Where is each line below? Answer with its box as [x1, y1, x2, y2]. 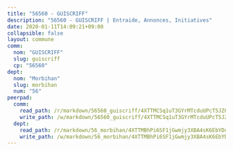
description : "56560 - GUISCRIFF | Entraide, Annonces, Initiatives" [7, 17, 213, 24]
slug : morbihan [13, 81, 58, 88]
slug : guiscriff [13, 56, 60, 63]
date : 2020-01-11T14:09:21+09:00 [7, 23, 104, 30]
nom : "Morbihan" [13, 74, 60, 82]
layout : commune [7, 36, 54, 43]
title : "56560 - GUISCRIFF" [7, 10, 89, 17]
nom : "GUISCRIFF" [13, 49, 64, 56]
